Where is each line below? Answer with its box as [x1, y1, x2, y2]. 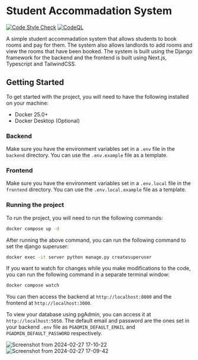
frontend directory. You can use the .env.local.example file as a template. [6, 186, 187, 193]
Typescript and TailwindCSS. [6, 60, 77, 67]
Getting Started [6, 77, 64, 87]
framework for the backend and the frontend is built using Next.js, [6, 54, 167, 61]
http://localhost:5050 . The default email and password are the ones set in [6, 317, 190, 325]
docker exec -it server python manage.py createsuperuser [6, 254, 152, 260]
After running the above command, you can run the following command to [6, 236, 186, 244]
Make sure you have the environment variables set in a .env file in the [6, 145, 176, 153]
